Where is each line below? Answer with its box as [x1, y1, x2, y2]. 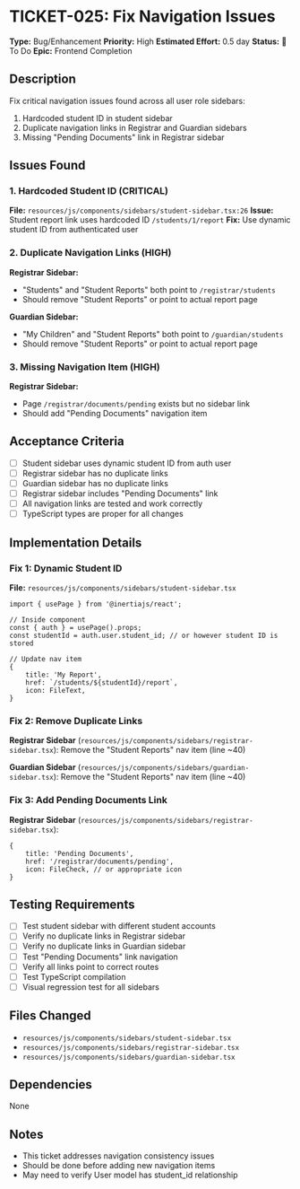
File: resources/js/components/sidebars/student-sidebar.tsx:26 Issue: [9, 205, 274, 216]
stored [9, 639, 34, 648]
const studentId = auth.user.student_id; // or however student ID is [9, 631, 279, 640]
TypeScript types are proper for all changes [21, 509, 184, 520]
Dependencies [9, 1077, 92, 1092]
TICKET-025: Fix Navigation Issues [9, 6, 276, 27]
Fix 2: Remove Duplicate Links [9, 714, 143, 727]
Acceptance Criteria [9, 433, 124, 450]
